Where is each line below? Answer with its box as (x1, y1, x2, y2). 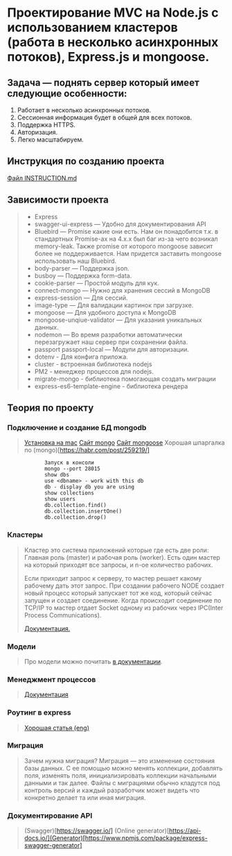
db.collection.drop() (44, 514, 107, 521)
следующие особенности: (7, 87, 127, 99)
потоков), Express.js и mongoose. (7, 49, 210, 65)
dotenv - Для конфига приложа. (34, 352, 128, 361)
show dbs (44, 472, 70, 479)
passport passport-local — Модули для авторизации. (34, 345, 189, 353)
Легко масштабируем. (17, 135, 84, 144)
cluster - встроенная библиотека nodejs (34, 359, 152, 368)
